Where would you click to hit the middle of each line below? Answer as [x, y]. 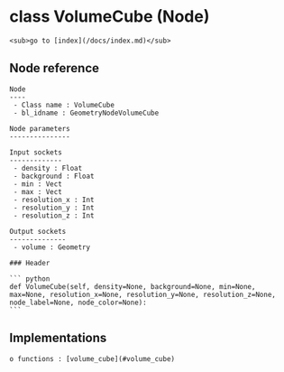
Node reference [55, 68]
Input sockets [36, 152]
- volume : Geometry [52, 247]
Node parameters [40, 128]
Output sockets [38, 231]
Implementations [58, 338]
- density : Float [48, 168]
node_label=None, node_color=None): [78, 302]
